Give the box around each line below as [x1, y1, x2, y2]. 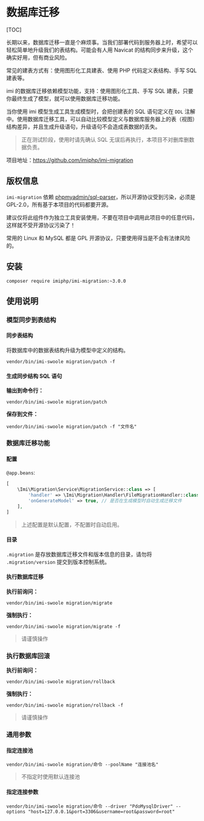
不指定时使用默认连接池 [21, 773, 80, 780]
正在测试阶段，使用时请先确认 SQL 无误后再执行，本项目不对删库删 [21, 136, 189, 143]
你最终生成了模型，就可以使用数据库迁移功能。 [6, 95, 123, 102]
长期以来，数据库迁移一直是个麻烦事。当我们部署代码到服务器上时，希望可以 [6, 38, 198, 46]
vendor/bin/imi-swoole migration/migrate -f [6, 624, 121, 630]
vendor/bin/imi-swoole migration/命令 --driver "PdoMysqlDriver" [6, 803, 173, 809]
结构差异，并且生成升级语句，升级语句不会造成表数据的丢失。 [6, 123, 161, 130]
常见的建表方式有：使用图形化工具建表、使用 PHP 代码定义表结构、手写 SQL [6, 66, 197, 74]
